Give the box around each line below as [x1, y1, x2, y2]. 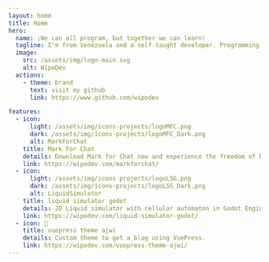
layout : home [8, 11, 52, 20]
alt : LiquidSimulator [29, 189, 102, 197]
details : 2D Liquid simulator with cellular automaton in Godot [22, 204, 242, 212]
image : [15, 49, 38, 57]
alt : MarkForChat [29, 137, 88, 145]
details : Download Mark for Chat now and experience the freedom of [22, 153, 256, 161]
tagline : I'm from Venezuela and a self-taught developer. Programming [15, 42, 260, 50]
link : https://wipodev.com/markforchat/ [22, 160, 159, 168]
